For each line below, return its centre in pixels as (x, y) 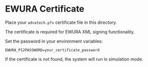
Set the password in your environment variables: (54, 41)
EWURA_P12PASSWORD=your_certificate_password (52, 50)
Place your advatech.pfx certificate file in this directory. (61, 22)
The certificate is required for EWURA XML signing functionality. (70, 32)
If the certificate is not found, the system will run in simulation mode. (74, 59)
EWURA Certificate (45, 9)
